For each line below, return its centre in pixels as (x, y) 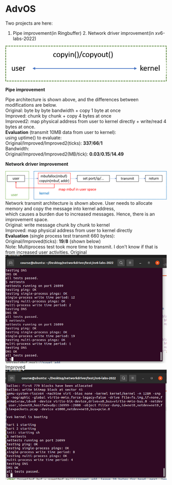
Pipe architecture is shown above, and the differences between (72, 99)
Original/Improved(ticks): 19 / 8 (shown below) (53, 241)
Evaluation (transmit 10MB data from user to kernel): (61, 132)
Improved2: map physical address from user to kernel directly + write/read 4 (86, 121)
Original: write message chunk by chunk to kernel (58, 225)
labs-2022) (25, 38)
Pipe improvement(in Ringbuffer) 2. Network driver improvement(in (83, 33)
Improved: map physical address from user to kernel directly (69, 230)
